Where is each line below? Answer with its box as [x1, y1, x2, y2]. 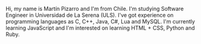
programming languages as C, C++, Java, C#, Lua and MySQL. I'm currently [5, 18, 196, 25]
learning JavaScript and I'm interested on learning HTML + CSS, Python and [5, 24, 196, 31]
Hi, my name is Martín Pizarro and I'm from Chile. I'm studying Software [5, 5, 184, 12]
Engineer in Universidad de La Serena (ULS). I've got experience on [5, 11, 174, 19]
